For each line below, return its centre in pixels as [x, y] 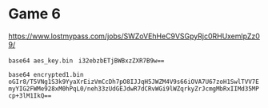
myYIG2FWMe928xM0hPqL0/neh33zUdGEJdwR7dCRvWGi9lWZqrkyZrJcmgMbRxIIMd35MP [134, 89]
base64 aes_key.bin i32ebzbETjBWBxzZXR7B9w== [86, 61]
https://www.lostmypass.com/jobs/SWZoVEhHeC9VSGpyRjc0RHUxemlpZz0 [134, 36]
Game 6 [35, 14]
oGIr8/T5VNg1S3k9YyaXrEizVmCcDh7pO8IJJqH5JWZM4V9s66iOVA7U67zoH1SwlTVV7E [134, 82]
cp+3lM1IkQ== [30, 96]
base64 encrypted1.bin [46, 74]
